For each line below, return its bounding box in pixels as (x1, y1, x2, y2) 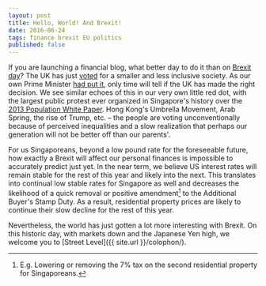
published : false (8, 41, 66, 49)
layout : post (8, 11, 51, 20)
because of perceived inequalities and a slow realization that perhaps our (8, 122, 248, 131)
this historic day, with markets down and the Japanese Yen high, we (8, 228, 230, 238)
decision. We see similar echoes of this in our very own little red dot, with (8, 88, 247, 97)
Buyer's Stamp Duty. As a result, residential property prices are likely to (8, 197, 241, 206)
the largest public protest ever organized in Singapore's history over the (8, 96, 243, 106)
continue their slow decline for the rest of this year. (8, 205, 174, 214)
